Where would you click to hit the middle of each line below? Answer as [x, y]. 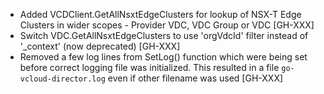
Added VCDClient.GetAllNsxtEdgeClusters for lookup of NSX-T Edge [160, 14]
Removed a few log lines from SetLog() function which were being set [163, 57]
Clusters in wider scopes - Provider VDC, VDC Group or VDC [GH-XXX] [167, 25]
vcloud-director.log [62, 79]
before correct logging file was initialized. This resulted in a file [149, 67]
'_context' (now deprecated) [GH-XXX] [100, 46]
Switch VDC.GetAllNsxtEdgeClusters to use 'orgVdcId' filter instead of [164, 35]
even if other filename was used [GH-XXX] [195, 78]
